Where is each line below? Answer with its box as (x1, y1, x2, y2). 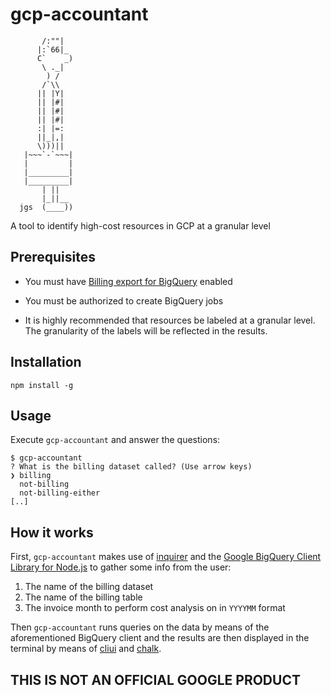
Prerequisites (10, 249, 96, 266)
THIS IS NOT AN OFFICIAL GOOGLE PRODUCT (10, 671, 301, 688)
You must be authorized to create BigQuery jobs (24, 294, 224, 307)
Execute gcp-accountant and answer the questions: (10, 434, 221, 446)
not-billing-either (19, 488, 101, 498)
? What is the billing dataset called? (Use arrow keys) (10, 462, 253, 472)
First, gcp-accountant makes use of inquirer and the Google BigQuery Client (10, 551, 322, 563)
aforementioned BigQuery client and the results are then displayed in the (10, 632, 310, 644)
